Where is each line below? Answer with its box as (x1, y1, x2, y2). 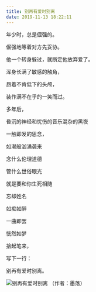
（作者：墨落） (49, 279, 85, 287)
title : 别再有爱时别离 (6, 8, 56, 15)
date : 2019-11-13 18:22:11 (6, 14, 72, 20)
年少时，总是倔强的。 (6, 30, 57, 38)
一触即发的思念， (6, 130, 47, 138)
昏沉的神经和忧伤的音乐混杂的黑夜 (6, 118, 88, 125)
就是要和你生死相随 (6, 180, 53, 187)
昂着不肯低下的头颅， (6, 80, 57, 88)
